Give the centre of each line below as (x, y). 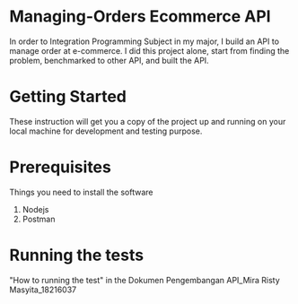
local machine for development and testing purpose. (106, 131)
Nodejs (35, 209)
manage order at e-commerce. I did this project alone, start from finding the (149, 50)
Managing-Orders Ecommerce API (140, 17)
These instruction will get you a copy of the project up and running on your (148, 121)
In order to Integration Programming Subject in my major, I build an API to (145, 41)
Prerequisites (61, 167)
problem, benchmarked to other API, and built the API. (109, 60)
